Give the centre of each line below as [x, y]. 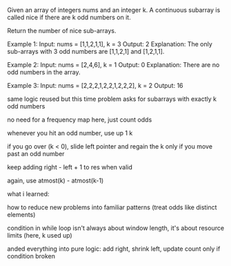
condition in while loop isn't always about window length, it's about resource [116, 228]
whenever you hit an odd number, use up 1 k [70, 133]
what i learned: [28, 194]
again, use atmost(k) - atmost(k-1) [56, 180]
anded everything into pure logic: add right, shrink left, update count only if [114, 249]
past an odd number [36, 154]
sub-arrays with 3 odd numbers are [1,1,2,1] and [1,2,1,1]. [86, 51]
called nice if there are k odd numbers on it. [69, 17]
